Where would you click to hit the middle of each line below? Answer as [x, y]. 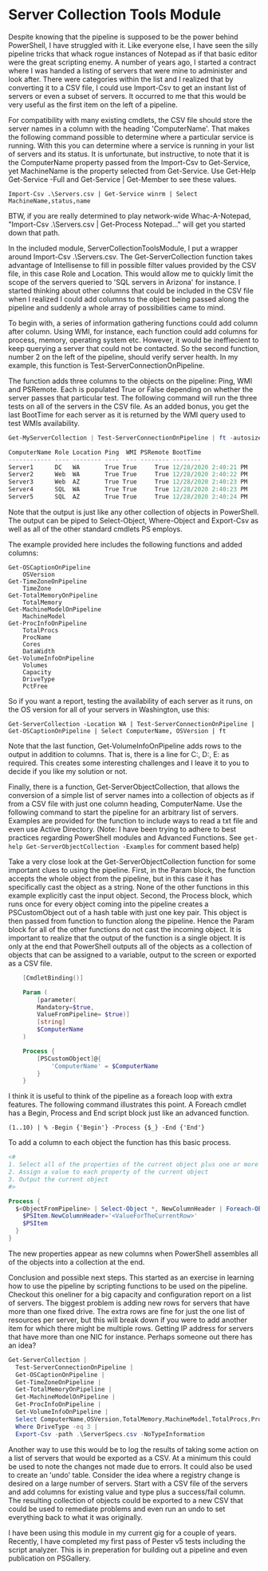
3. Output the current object [59, 1179]
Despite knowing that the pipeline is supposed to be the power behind [123, 37]
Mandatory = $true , [65, 1007]
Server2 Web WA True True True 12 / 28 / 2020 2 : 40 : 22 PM [128, 475]
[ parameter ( [57, 1000]
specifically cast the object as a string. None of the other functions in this [129, 886]
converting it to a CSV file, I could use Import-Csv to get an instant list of [128, 87]
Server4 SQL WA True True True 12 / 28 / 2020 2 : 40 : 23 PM [128, 489]
